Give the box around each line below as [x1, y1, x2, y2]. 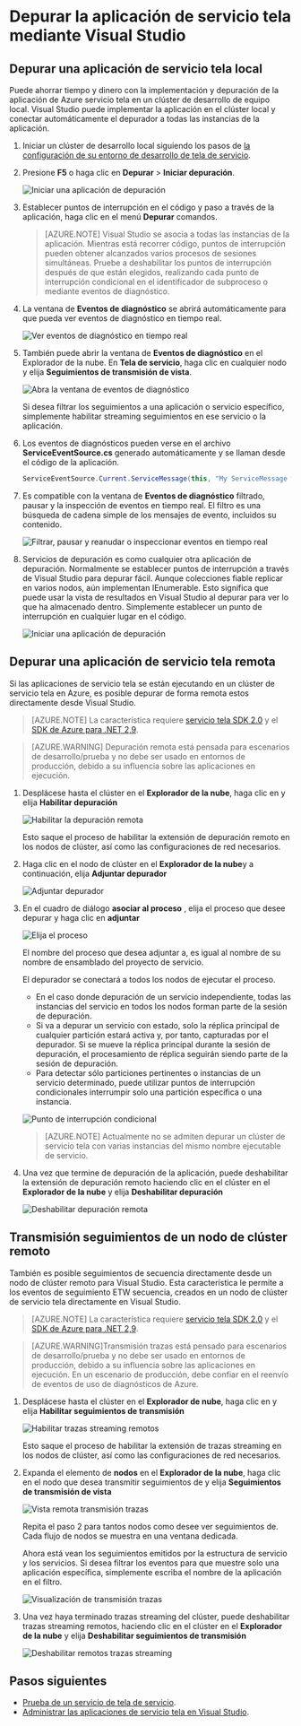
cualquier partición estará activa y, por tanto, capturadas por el [35, 1029, 269, 1040]
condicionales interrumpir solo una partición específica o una [35, 1087, 262, 1097]
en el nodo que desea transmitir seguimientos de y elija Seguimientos [21, 1477, 282, 1487]
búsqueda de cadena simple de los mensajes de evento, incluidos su [21, 509, 277, 520]
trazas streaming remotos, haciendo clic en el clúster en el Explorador [21, 1620, 282, 1631]
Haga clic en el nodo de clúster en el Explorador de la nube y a [21, 858, 254, 869]
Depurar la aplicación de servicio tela [9, 6, 292, 27]
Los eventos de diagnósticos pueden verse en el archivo [21, 438, 231, 448]
